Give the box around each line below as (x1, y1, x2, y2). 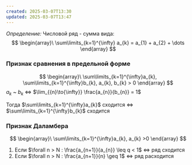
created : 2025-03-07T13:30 (6, 8, 72, 15)
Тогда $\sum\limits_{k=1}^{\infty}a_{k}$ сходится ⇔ (6, 101, 134, 108)
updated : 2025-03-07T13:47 (6, 14, 72, 20)
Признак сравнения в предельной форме (6, 59, 131, 68)
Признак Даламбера (6, 122, 69, 130)
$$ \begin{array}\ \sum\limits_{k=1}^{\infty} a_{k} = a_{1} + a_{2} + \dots (11, 39, 185, 46)
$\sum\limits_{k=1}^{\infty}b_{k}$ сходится (6, 107, 110, 114)
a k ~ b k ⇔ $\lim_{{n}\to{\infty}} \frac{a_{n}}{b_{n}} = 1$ (6, 88, 141, 97)
